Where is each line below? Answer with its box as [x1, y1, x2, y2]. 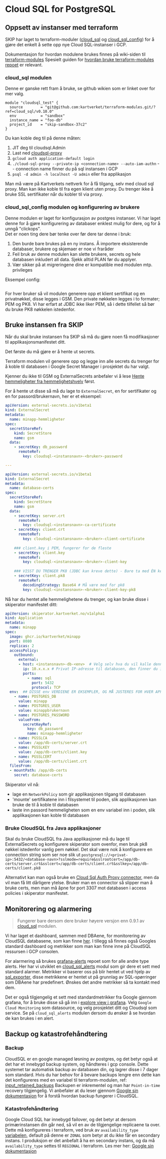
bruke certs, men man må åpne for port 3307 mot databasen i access [5, 885, 147, 891]
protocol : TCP [31, 685, 61, 690]
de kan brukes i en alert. [5, 1015, 54, 1021]
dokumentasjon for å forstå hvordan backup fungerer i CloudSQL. [5, 1092, 139, 1098]
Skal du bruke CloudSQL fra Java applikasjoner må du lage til [5, 836, 130, 842]
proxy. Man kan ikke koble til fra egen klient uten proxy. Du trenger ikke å [5, 186, 154, 192]
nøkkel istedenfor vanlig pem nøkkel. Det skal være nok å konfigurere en [5, 847, 153, 853]
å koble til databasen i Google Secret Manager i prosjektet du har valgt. [5, 363, 150, 369]
